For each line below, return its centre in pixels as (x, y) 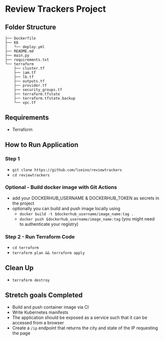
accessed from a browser (38, 322)
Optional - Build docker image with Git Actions (61, 187)
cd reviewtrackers (31, 175)
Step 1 (12, 159)
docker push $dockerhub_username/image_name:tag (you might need (87, 219)
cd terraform (25, 248)
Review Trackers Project (56, 9)
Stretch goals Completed (44, 295)
